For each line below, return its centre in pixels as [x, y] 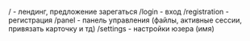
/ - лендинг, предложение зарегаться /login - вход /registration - [119, 12]
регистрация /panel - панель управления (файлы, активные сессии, [125, 20]
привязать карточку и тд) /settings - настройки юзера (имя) [112, 29]
